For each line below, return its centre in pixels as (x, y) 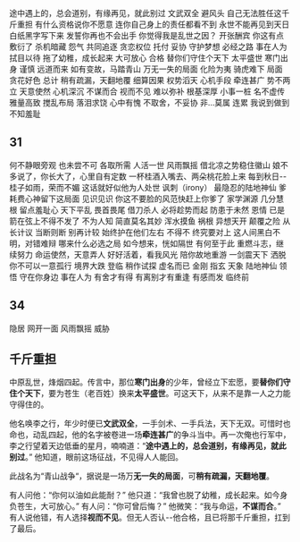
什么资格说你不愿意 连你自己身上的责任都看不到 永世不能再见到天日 (166, 24)
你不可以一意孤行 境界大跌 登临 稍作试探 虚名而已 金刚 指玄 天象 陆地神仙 (143, 266)
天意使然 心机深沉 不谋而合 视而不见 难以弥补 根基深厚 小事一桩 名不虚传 (152, 91)
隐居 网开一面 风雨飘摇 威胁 (59, 328)
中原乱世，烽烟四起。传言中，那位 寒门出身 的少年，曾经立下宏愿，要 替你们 (146, 382)
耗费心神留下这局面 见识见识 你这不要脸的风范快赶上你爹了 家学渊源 (134, 199)
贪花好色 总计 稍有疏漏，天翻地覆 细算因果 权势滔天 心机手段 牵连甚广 (137, 80)
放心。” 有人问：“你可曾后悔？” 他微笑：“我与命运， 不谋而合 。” (168, 506)
